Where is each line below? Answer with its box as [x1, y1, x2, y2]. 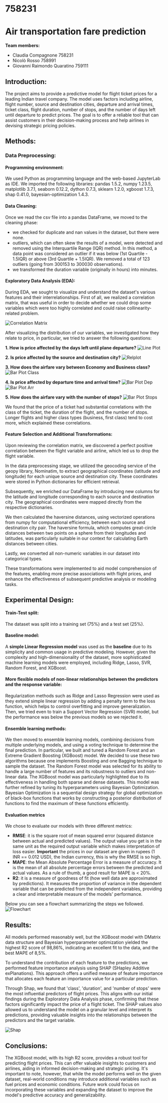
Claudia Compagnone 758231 [12, 52, 74, 58]
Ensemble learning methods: [5, 725, 66, 731]
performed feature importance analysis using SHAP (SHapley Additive [5, 965, 149, 971]
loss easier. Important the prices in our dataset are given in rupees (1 [12, 849, 155, 855]
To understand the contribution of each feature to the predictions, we [5, 960, 148, 966]
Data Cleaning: [5, 203, 37, 209]
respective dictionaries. [5, 504, 53, 511]
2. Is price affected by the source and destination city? [5, 354, 121, 360]
